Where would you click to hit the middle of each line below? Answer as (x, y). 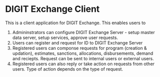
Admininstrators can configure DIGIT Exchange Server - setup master (83, 32)
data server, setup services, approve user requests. (65, 38)
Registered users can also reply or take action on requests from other (83, 64)
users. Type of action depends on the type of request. (68, 69)
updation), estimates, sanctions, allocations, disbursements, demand (83, 53)
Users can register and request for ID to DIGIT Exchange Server (78, 42)
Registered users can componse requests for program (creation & (80, 48)
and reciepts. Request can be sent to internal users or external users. (83, 58)
